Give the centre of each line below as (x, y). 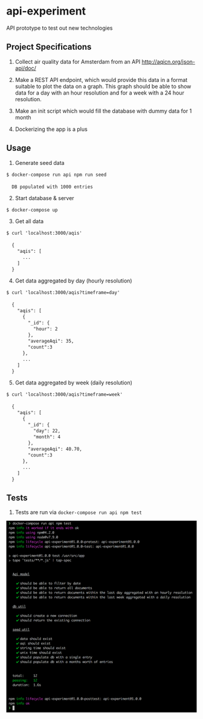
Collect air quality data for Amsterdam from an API (78, 61)
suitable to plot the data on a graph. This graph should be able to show (103, 86)
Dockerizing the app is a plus (51, 129)
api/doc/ (25, 68)
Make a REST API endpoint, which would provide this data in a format (101, 79)
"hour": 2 (46, 329)
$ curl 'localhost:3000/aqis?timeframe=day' (63, 292)
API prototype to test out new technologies (60, 28)
